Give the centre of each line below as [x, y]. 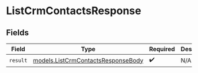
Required [162, 49]
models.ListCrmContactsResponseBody [88, 60]
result [18, 60]
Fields [18, 33]
